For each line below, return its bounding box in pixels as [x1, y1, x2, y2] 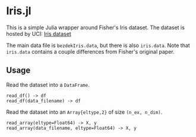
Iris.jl [6, 4, 31, 18]
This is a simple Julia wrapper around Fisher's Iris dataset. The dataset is [6, 24, 185, 31]
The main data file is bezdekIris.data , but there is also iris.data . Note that [6, 42, 190, 49]
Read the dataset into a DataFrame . [6, 81, 90, 88]
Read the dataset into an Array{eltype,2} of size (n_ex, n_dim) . [6, 108, 163, 116]
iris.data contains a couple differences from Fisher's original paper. [6, 48, 175, 55]
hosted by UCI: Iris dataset [6, 30, 71, 37]
